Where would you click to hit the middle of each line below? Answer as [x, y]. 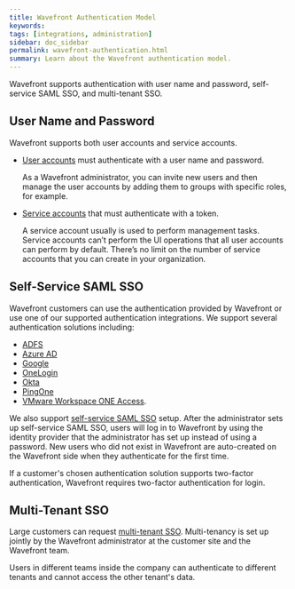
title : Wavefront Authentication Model [83, 17]
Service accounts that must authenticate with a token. [120, 213]
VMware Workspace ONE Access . [84, 401]
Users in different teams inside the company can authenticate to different [143, 568]
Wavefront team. [39, 551]
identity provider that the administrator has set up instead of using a [133, 437]
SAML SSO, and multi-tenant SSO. [101, 93]
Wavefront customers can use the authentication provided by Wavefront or [146, 308]
